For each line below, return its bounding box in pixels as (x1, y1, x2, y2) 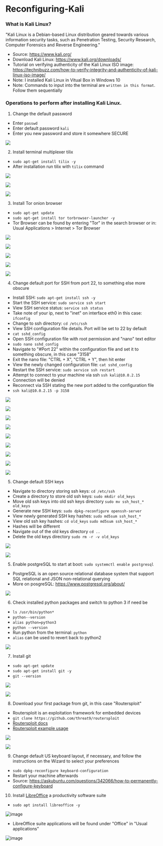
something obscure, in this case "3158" (12, 351, 91, 357)
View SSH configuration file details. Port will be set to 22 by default (12, 325, 147, 331)
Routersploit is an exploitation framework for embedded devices (12, 710, 141, 715)
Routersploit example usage (12, 725, 68, 731)
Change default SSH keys (12, 479, 64, 484)
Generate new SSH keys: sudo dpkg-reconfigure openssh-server (12, 508, 142, 514)
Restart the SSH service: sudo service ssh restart (12, 366, 115, 372)
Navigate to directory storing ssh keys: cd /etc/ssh (12, 488, 115, 494)
